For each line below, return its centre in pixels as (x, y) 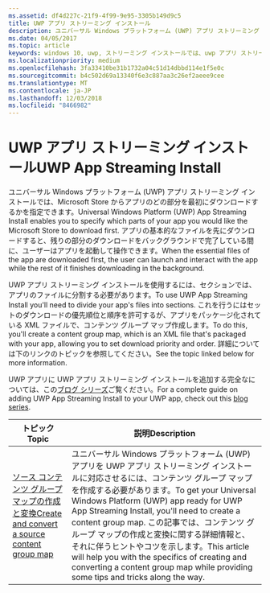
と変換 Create (37, 513)
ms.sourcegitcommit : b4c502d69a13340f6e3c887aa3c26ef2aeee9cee (117, 76)
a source (29, 534)
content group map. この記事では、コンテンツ (158, 522)
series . (19, 407)
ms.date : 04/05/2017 (43, 38)
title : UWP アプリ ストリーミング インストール (80, 23)
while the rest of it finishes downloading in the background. (106, 268)
